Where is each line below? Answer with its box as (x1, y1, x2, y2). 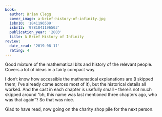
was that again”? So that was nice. (5, 97, 74, 102)
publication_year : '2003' (9, 30, 62, 35)
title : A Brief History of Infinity (9, 35, 84, 39)
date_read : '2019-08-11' (9, 43, 60, 48)
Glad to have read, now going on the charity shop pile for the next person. (5, 106, 154, 112)
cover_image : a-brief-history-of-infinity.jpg (9, 16, 106, 21)
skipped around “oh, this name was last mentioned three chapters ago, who (5, 91, 157, 97)
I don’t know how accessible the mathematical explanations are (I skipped (5, 76, 154, 82)
